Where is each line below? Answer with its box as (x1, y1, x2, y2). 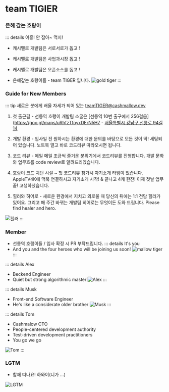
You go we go (12, 337, 42, 344)
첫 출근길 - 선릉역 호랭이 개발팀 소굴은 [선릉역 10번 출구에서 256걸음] (12, 113, 149, 119)
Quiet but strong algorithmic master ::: (12, 276, 107, 283)
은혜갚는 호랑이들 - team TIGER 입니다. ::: (12, 77, 122, 83)
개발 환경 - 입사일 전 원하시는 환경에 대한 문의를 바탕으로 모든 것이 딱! (12, 135, 149, 141)
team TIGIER (5, 3, 58, 15)
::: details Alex (5, 261, 34, 268)
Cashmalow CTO (12, 321, 48, 327)
